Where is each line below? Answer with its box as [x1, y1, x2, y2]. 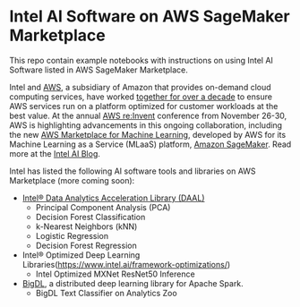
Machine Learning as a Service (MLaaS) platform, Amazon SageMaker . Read [9, 139, 292, 149]
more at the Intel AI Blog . [9, 148, 101, 158]
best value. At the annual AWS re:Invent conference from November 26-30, [9, 110, 287, 121]
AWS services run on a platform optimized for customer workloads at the [9, 100, 279, 111]
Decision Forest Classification [35, 211, 146, 222]
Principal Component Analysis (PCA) [35, 201, 171, 212]
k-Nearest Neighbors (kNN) [35, 221, 138, 232]
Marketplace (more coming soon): [9, 175, 135, 185]
